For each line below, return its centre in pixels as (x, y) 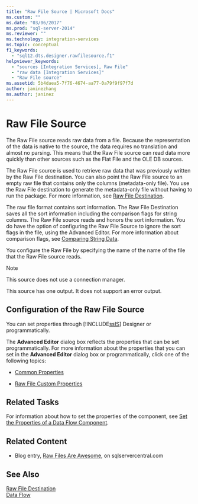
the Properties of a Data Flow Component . (58, 423)
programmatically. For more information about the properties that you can (96, 348)
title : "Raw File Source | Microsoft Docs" (61, 12)
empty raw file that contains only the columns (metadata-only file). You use (98, 183)
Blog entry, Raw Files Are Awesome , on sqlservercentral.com (89, 456)
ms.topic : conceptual (33, 45)
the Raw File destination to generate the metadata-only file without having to (99, 189)
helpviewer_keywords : (33, 61)
